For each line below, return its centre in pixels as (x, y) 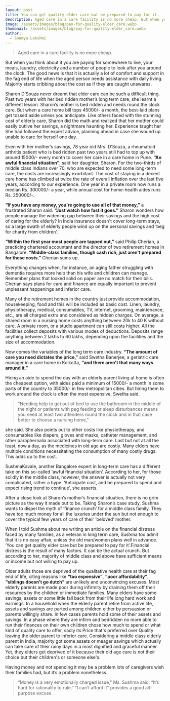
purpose (26, 693)
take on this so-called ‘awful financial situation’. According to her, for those (83, 472)
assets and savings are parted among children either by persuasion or (78, 609)
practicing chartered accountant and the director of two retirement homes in (85, 247)
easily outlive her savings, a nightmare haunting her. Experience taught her (83, 126)
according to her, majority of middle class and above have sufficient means (83, 556)
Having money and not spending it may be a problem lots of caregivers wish (85, 667)
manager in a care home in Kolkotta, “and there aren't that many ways (79, 362)
